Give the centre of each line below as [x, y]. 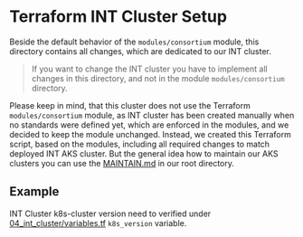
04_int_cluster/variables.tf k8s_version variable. [98, 223]
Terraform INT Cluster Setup [118, 17]
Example [34, 192]
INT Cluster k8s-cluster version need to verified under [110, 213]
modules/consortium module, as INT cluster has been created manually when [152, 115]
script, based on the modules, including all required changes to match [139, 144]
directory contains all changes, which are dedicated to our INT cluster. [140, 51]
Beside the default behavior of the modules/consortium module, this [134, 42]
